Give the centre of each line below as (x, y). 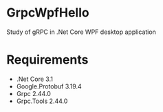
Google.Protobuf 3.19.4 (49, 86)
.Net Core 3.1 (34, 79)
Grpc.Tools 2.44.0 (42, 101)
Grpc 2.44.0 (33, 93)
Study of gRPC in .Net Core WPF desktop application (81, 32)
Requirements (47, 60)
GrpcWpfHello (48, 13)
